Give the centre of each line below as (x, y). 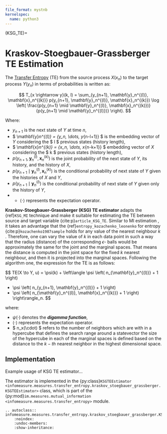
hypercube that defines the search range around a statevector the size (85, 333)
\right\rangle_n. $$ (32, 298)
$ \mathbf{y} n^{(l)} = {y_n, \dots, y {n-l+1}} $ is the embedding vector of (86, 136)
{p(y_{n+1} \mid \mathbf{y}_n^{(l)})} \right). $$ (83, 110)
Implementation (30, 359)
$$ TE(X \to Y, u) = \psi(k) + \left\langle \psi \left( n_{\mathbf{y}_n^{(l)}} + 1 (82, 273)
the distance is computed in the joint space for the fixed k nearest (73, 253)
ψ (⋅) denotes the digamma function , (50, 317)
